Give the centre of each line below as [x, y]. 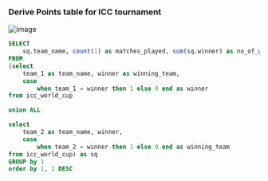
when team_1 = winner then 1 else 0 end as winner [123, 89]
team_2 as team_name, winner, [73, 132]
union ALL [25, 110]
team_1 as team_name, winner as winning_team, [101, 73]
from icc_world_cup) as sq [53, 154]
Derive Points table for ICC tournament [85, 12]
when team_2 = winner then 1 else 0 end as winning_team [134, 147]
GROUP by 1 [26, 162]
